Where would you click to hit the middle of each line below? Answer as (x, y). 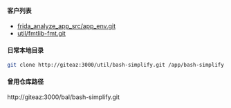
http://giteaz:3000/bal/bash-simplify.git (63, 97)
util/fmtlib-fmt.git (41, 34)
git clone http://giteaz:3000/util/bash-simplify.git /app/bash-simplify (116, 65)
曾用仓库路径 (25, 81)
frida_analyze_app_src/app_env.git (66, 26)
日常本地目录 (25, 50)
